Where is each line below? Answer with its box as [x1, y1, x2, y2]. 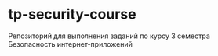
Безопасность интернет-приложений [8, 39, 133, 48]
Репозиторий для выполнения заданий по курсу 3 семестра [8, 31, 210, 40]
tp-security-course [8, 5, 136, 23]
